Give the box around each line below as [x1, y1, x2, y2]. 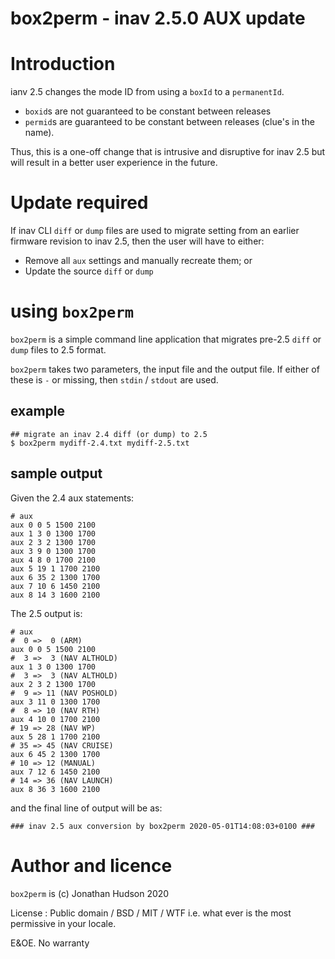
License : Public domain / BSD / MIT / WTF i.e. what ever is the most [10, 907, 292, 919]
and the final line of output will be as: [10, 802, 163, 814]
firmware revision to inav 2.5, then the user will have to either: [10, 235, 265, 247]
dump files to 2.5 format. [10, 344, 107, 356]
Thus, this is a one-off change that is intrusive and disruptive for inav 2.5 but [10, 146, 326, 158]
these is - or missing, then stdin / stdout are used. [10, 374, 219, 386]
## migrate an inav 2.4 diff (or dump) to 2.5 [10, 429, 208, 439]
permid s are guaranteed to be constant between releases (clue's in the [24, 116, 315, 128]
